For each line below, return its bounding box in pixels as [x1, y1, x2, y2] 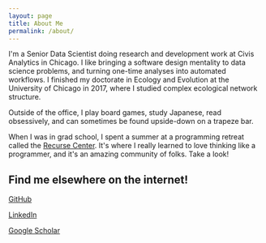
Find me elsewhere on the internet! [8, 173, 189, 186]
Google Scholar [8, 226, 61, 236]
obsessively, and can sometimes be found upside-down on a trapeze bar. [8, 117, 254, 126]
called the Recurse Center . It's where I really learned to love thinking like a [8, 141, 256, 151]
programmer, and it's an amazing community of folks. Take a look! [8, 149, 230, 159]
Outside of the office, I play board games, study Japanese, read [8, 108, 221, 117]
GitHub [8, 194, 32, 204]
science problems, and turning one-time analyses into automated [8, 66, 227, 76]
